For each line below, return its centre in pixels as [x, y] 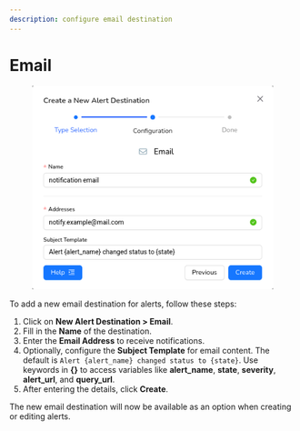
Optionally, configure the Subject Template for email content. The [146, 351]
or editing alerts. [40, 416]
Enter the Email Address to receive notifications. [114, 341]
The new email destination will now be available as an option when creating [150, 407]
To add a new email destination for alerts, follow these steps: [123, 304]
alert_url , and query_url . [69, 380]
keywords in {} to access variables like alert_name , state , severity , [149, 370]
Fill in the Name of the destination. [87, 331]
